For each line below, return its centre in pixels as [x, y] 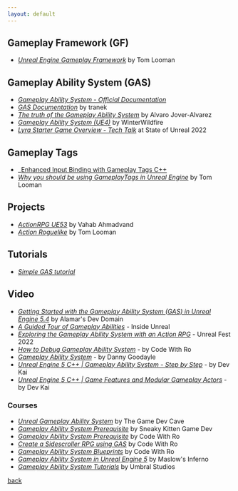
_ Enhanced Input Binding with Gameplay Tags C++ [92, 170]
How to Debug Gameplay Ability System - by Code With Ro [104, 349]
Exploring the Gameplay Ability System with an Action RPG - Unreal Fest [124, 334]
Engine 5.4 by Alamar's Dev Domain [70, 319]
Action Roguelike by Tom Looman [67, 232]
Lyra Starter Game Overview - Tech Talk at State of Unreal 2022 [112, 130]
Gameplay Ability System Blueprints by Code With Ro [96, 451]
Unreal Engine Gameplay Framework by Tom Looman [97, 60]
